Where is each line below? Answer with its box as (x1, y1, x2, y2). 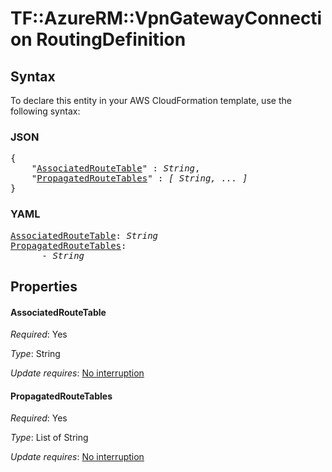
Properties (10, 278, 78, 295)
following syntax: (10, 105, 81, 117)
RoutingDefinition (36, 28, 187, 51)
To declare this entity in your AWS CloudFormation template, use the (10, 95, 292, 106)
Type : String (10, 348, 61, 360)
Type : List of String (10, 432, 89, 444)
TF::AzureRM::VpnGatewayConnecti (10, 7, 323, 30)
